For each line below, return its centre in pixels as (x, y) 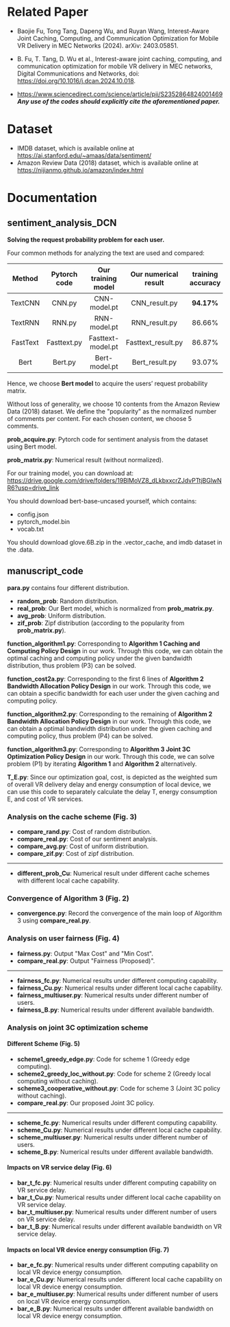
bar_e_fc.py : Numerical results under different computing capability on (117, 1265)
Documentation (52, 198)
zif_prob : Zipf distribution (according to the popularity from (101, 623)
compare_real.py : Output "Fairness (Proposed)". (86, 961)
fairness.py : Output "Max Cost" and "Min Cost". (85, 953)
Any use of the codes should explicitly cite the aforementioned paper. (118, 101)
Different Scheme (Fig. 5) (43, 1044)
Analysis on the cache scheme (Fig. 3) (72, 817)
